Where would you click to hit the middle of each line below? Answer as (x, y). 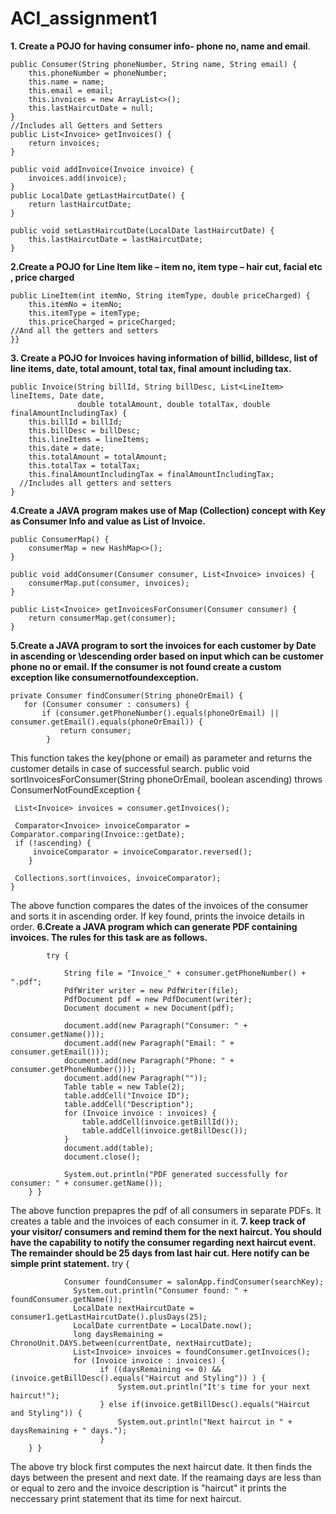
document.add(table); (109, 1148)
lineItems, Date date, (57, 395)
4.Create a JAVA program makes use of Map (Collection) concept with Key (168, 510)
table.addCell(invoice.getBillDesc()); (164, 1130)
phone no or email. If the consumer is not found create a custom (146, 666)
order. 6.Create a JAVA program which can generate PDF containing (154, 926)
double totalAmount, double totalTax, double (174, 404)
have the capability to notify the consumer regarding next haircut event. (163, 1242)
